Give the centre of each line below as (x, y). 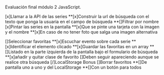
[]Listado (14, 52)
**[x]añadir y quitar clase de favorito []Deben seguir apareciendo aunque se (82, 57)
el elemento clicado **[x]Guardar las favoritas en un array (90, 47)
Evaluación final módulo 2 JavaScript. (43, 7)
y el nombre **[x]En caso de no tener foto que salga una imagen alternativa (81, 32)
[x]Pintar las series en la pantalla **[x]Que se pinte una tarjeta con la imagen (82, 27)
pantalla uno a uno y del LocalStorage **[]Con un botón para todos (73, 67)
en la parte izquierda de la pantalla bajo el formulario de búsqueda (91, 52)
